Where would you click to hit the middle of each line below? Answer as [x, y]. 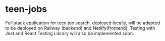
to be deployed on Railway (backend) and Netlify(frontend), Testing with [80, 28]
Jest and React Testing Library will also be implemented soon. [70, 33]
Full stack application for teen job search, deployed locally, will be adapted [83, 23]
